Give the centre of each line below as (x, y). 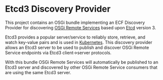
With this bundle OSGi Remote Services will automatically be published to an (82, 62)
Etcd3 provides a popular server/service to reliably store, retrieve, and (75, 37)
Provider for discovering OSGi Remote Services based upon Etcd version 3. (81, 27)
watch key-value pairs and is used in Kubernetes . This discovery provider (79, 42)
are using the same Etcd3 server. (38, 72)
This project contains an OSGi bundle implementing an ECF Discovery (75, 22)
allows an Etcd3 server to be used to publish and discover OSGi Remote (77, 47)
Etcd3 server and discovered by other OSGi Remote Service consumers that (81, 67)
